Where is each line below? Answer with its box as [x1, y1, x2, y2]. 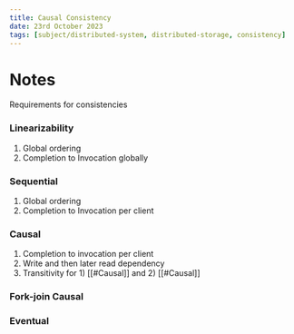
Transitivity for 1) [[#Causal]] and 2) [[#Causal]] [22, 268, 201, 279]
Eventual [9, 315, 50, 328]
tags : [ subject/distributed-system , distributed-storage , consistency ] [9, 30, 286, 39]
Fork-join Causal [9, 290, 84, 303]
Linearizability [9, 122, 74, 134]
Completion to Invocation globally [22, 152, 149, 163]
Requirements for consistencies [9, 99, 128, 110]
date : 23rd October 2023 [9, 22, 103, 31]
